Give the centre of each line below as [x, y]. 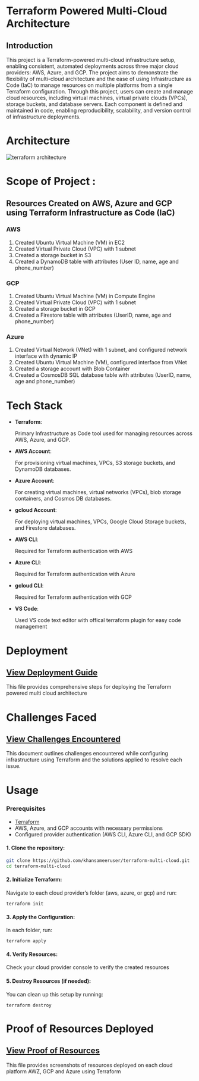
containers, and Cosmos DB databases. [63, 499]
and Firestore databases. [45, 528]
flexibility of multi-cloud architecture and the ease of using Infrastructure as [99, 79]
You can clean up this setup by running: [55, 994]
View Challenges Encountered [63, 739]
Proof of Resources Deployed [80, 1029]
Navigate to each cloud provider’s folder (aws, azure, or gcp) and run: [91, 893]
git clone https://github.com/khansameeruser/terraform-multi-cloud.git [98, 861]
